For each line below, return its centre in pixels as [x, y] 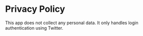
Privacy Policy [35, 9]
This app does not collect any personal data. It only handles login [72, 23]
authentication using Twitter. [34, 28]
